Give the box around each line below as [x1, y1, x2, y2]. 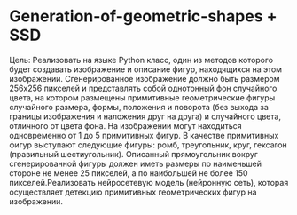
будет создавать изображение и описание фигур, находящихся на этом [9, 64, 282, 75]
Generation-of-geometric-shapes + [9, 6, 277, 27]
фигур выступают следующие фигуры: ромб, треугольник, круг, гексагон [9, 139, 288, 150]
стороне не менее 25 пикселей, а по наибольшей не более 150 [9, 167, 248, 179]
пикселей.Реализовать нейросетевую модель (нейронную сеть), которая [9, 177, 289, 187]
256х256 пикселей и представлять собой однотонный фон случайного [9, 83, 277, 93]
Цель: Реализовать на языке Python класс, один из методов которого [9, 54, 273, 65]
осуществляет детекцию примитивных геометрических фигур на [9, 187, 257, 197]
